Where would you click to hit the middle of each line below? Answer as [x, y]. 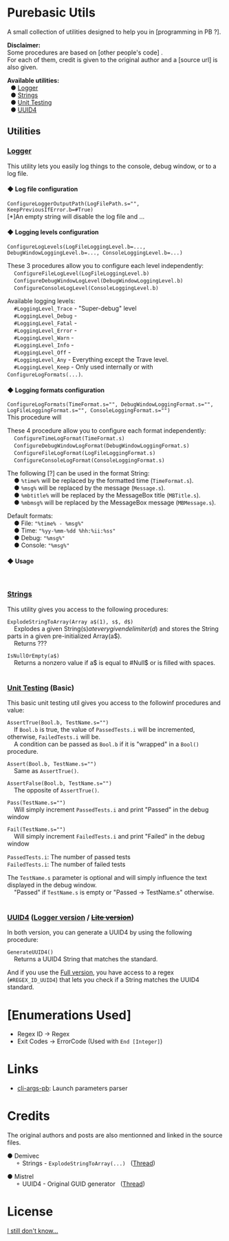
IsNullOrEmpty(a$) [33, 656]
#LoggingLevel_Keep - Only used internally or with [83, 367]
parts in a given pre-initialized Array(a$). [65, 636]
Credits [29, 1116]
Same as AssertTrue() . [46, 771]
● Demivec [23, 1156]
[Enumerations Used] [69, 1015]
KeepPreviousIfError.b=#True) [51, 209]
